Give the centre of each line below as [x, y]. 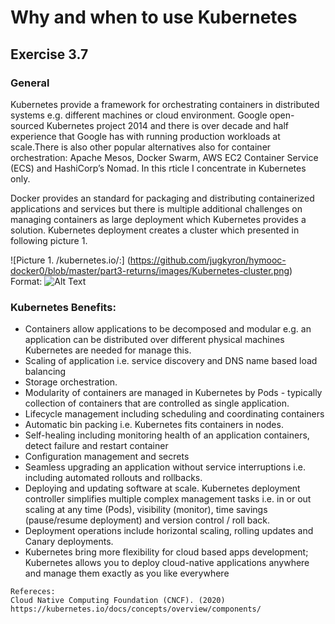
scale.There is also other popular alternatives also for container [141, 147]
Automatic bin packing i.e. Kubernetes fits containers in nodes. [154, 425]
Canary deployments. [69, 542]
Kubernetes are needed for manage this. [108, 350]
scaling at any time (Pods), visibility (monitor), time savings [146, 510]
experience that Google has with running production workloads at [145, 136]
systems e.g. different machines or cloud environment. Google [139, 115]
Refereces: [33, 592]
